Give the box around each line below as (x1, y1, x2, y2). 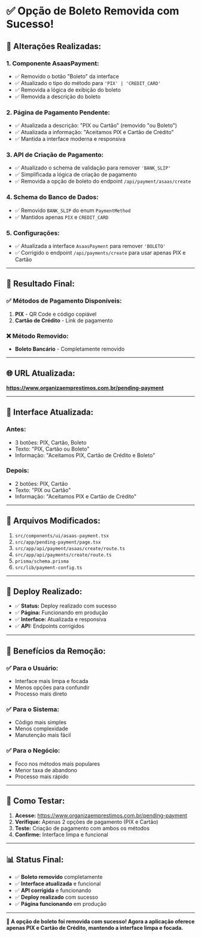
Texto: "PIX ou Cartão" (14, 486, 71, 494)
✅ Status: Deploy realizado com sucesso (14, 602, 117, 609)
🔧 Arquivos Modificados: (6, 516, 100, 526)
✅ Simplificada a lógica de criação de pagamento (14, 171, 137, 178)
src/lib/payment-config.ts (14, 564, 83, 570)
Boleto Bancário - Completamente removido (14, 346, 125, 353)
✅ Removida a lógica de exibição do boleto (14, 86, 121, 93)
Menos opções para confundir (14, 684, 90, 691)
